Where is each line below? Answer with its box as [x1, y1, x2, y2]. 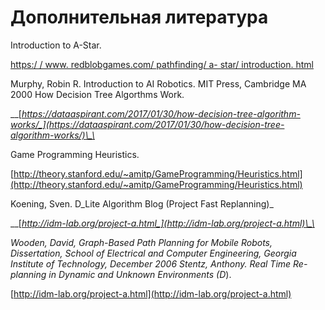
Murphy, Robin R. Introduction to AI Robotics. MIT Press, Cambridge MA [10, 77, 307, 90]
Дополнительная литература [10, 6, 269, 29]
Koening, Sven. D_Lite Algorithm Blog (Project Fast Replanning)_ [10, 197, 274, 210]
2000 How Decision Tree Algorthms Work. [10, 88, 185, 100]
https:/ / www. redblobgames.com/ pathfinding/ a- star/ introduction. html [10, 58, 314, 70]
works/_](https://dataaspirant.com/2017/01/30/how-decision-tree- [10, 118, 285, 130]
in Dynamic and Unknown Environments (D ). [48, 268, 232, 280]
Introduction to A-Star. [10, 39, 102, 51]
